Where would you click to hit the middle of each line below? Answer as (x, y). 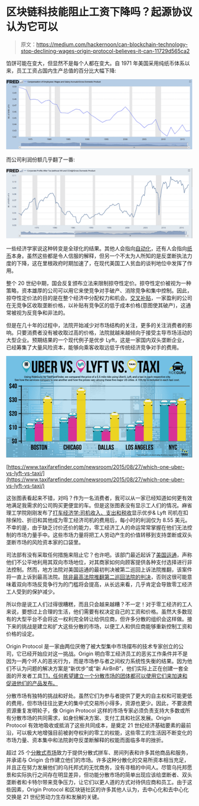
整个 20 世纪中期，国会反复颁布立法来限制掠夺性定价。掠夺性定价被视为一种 (99, 283)
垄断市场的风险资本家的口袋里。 (45, 542)
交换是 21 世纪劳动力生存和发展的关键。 (54, 797)
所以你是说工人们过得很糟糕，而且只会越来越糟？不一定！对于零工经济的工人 (99, 604)
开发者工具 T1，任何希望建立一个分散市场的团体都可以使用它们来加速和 (102, 676)
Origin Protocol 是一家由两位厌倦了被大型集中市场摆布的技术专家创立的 (92, 647)
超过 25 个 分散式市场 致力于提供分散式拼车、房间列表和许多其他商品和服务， (99, 753)
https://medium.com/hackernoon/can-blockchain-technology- (112, 44)
